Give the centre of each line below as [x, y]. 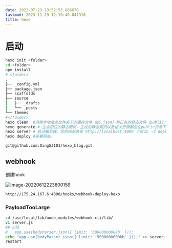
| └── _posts [21, 108]
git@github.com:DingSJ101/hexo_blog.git [49, 146]
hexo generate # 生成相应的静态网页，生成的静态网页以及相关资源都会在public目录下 [86, 127]
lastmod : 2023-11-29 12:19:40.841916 [46, 15]
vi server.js [19, 222]
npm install [18, 70]
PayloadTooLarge [28, 207]
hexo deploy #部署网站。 [30, 137]
